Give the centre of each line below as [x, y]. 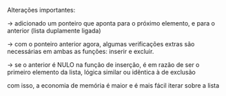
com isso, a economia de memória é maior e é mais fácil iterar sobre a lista [113, 85]
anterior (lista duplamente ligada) [54, 31]
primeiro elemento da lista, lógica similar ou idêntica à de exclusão [102, 72]
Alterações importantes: [41, 10]
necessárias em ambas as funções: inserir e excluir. [81, 51]
